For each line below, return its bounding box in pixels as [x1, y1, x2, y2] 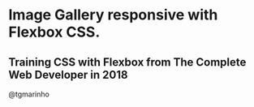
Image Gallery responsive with [8, 6, 218, 24]
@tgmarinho [8, 89, 50, 99]
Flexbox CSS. [8, 23, 101, 41]
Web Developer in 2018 [8, 67, 128, 82]
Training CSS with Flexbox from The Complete [8, 55, 247, 69]
